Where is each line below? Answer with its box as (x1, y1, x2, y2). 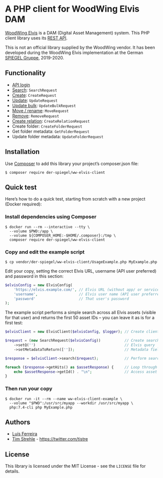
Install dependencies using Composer (5, 213, 97, 220)
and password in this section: (5, 273, 64, 279)
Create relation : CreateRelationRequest (12, 118, 90, 124)
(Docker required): (5, 201, 42, 207)
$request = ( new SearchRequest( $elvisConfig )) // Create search (5, 338, 160, 343)
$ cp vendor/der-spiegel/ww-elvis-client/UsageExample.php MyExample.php (5, 259, 158, 264)
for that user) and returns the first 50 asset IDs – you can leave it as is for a (5, 315, 155, 321)
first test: (5, 320, 23, 326)
